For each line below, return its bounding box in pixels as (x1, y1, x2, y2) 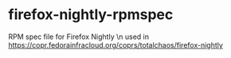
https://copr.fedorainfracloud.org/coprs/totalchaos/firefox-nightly (8, 40, 223, 49)
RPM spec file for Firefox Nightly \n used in (8, 32, 150, 41)
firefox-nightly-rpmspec (8, 6, 174, 24)
